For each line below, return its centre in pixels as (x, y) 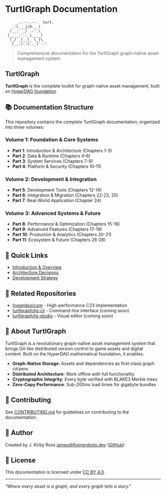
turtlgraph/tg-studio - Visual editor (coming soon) (63, 316)
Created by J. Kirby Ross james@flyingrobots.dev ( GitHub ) (65, 445)
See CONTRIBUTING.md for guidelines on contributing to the (67, 412)
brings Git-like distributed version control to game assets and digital (74, 348)
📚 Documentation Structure (49, 107)
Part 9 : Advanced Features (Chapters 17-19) (57, 229)
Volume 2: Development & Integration (51, 179)
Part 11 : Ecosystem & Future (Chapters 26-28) (59, 240)
